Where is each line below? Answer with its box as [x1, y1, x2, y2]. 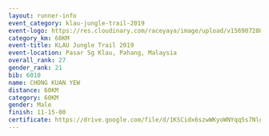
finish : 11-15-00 [8, 109, 66, 117]
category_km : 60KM [8, 34, 70, 42]
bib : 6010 [8, 71, 42, 79]
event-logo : [8, 26, 48, 34]
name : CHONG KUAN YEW [8, 78, 81, 86]
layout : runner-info [8, 11, 78, 20]
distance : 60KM [8, 86, 59, 94]
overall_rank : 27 [8, 57, 66, 65]
